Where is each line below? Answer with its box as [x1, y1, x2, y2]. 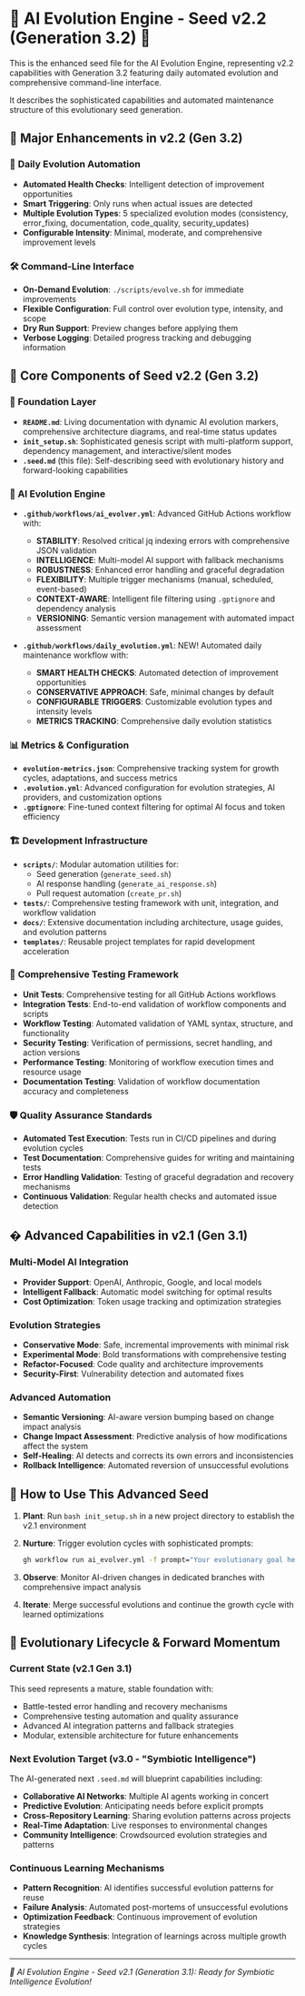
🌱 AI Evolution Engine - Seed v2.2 [9, 8, 267, 29]
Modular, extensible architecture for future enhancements [22, 1729, 239, 1740]
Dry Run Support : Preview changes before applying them [22, 322, 239, 333]
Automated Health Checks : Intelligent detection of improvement [22, 178, 265, 189]
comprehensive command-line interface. [9, 76, 162, 87]
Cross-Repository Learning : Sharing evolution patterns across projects [22, 1810, 291, 1821]
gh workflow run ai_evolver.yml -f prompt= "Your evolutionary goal [22, 1556, 283, 1565]
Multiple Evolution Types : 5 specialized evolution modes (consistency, [22, 207, 289, 218]
